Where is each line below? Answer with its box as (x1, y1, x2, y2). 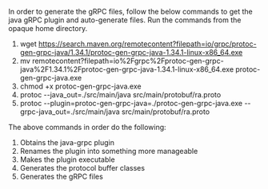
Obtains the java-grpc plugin (19, 138, 114, 147)
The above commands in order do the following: (8, 123, 166, 132)
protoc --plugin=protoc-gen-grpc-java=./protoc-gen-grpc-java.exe (19, 99, 242, 108)
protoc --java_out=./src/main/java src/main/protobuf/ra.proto (19, 90, 222, 99)
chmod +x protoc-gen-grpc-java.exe (19, 81, 142, 91)
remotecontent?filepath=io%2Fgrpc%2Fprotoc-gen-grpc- (31, 56, 224, 65)
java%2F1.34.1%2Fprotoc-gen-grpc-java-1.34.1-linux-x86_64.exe (19, 65, 234, 74)
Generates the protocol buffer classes (19, 163, 146, 172)
